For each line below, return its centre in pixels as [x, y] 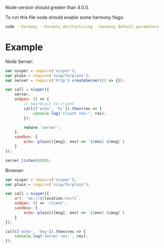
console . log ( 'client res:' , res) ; [69, 113]
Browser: [15, 170]
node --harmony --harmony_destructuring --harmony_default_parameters [82, 27]
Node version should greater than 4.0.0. [47, 7]
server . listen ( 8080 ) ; [28, 160]
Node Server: [19, 61]
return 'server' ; [42, 128]
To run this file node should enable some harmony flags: [65, 17]
